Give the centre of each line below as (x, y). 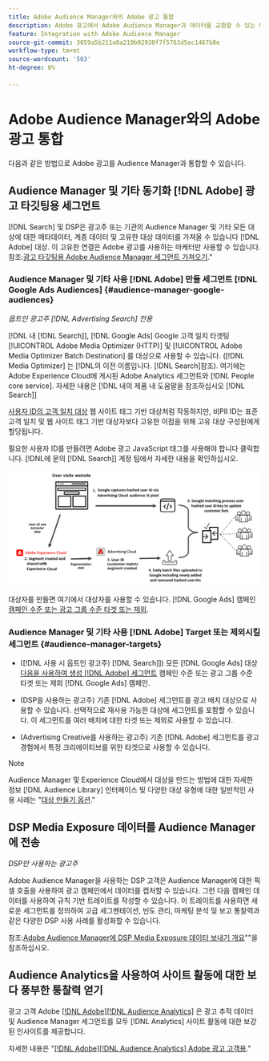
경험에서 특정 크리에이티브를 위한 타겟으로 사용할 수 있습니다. (115, 747)
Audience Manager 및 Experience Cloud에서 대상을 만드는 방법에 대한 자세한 (131, 780)
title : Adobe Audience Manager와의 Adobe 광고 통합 (91, 17)
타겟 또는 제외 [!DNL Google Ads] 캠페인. (85, 682)
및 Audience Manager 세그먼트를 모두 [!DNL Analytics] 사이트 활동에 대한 (125, 1021)
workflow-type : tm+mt (44, 51)
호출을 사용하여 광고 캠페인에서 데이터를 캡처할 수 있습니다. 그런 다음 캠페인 (134, 890)
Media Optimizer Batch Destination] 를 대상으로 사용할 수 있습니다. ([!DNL (126, 355)
